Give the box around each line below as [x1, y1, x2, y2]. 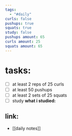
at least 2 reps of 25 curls [12, 81, 65, 87]
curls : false [5, 16, 32, 21]
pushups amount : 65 [5, 35, 45, 40]
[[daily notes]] [12, 125, 41, 131]
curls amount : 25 [5, 39, 41, 44]
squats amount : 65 [5, 44, 43, 49]
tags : [5, 7, 16, 12]
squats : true [5, 26, 32, 30]
